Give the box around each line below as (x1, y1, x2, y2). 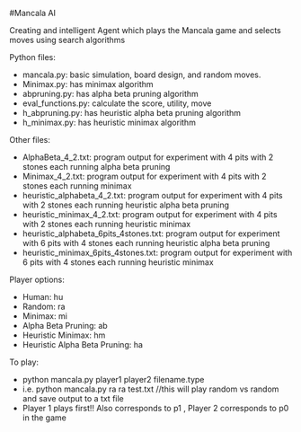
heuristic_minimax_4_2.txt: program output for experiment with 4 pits (22, 209, 278, 219)
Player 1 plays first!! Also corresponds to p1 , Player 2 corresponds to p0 (22, 403, 289, 413)
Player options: (9, 274, 65, 285)
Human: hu (22, 292, 64, 302)
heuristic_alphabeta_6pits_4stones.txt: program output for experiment (22, 228, 280, 239)
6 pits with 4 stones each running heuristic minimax (22, 257, 214, 268)
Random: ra (22, 301, 66, 312)
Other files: (9, 135, 51, 145)
